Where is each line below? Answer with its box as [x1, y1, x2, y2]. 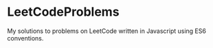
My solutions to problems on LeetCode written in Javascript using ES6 [7, 27, 206, 35]
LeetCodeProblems [7, 4, 120, 20]
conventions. [7, 34, 44, 42]
